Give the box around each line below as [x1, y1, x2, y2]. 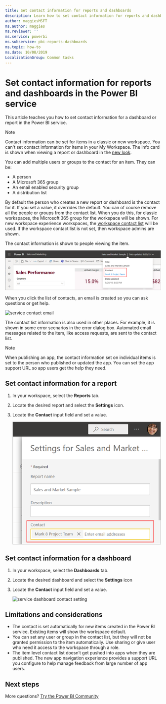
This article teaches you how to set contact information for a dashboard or [5, 115, 157, 120]
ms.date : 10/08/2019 [5, 50, 48, 55]
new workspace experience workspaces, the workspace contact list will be [5, 221, 158, 227]
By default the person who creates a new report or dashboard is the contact [5, 199, 160, 205]
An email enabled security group [12, 184, 79, 190]
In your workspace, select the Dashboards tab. [12, 567, 109, 573]
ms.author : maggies [5, 24, 45, 29]
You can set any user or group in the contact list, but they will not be [12, 634, 152, 640]
